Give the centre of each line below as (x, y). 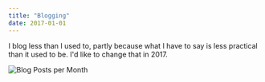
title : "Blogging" (39, 16)
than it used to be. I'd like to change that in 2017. (88, 54)
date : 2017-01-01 (37, 23)
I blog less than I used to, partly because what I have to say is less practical (133, 45)
